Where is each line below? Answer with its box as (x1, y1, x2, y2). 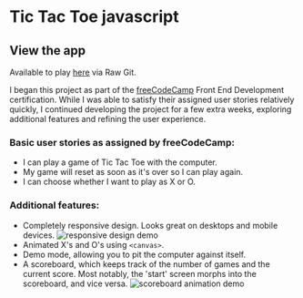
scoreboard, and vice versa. (22, 278, 128, 289)
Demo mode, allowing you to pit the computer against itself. (22, 249, 247, 260)
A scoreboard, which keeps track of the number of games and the (22, 258, 270, 270)
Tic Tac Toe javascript (9, 6, 179, 27)
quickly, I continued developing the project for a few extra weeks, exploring (9, 104, 292, 115)
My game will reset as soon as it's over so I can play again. (22, 167, 244, 178)
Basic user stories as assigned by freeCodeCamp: (9, 136, 235, 149)
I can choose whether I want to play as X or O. (22, 176, 196, 188)
